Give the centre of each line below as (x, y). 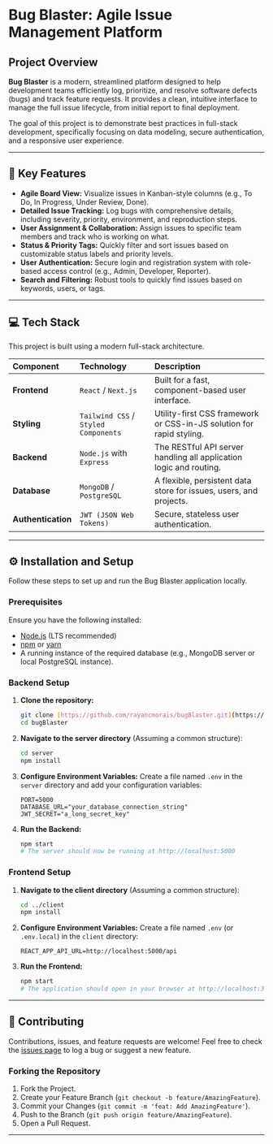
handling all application (198, 457)
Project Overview (53, 62)
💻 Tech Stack (44, 323)
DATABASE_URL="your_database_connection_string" (104, 807)
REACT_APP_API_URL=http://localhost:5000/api (98, 951)
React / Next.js (108, 390)
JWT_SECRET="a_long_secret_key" (75, 814)
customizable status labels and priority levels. (97, 253)
